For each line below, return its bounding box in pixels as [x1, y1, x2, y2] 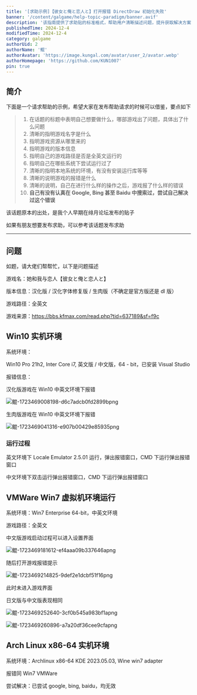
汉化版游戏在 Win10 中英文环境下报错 [6, 386, 96, 393]
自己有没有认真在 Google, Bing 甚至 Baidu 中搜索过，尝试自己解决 [29, 189, 189, 196]
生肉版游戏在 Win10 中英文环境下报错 [6, 410, 96, 417]
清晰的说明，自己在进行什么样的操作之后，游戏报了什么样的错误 [29, 182, 184, 189]
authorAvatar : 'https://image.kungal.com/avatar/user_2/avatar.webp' [6, 52, 180, 58]
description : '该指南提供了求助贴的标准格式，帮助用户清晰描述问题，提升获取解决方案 [6, 19, 192, 25]
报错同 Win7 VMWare [6, 670, 57, 677]
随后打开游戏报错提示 [6, 559, 57, 566]
